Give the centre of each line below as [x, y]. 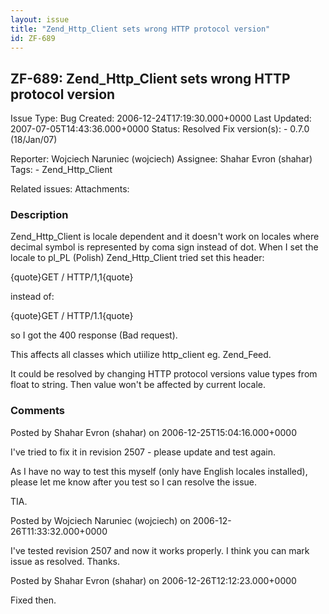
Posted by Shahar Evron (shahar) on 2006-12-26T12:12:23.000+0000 [153, 580]
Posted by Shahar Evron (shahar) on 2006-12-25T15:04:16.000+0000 [153, 432]
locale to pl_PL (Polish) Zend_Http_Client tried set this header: [137, 258]
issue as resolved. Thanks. [65, 561]
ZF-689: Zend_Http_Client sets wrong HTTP [150, 78]
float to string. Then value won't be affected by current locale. [138, 385]
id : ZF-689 [33, 38]
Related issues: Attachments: [70, 189]
